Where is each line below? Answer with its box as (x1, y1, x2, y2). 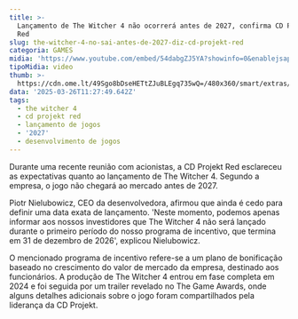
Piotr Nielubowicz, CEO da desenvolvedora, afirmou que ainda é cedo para (9, 197, 284, 208)
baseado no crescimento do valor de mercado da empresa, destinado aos (9, 261, 279, 272)
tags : (9, 95, 29, 105)
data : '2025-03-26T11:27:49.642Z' (9, 87, 137, 96)
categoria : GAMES (9, 46, 74, 55)
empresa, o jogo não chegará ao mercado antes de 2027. (9, 179, 219, 191)
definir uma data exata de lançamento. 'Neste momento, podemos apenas (9, 206, 280, 218)
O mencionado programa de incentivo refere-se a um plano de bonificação (9, 252, 283, 263)
